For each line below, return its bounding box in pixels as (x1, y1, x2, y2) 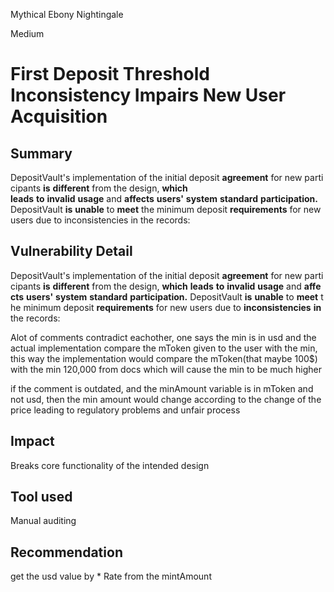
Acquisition (10, 105, 108, 128)
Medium (10, 28, 45, 39)
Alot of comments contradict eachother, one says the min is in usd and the (10, 331, 317, 343)
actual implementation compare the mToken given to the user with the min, (10, 342, 318, 354)
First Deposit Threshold (10, 63, 210, 86)
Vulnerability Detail (10, 243, 133, 260)
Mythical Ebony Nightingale (10, 9, 124, 20)
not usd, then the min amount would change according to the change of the (10, 393, 322, 405)
